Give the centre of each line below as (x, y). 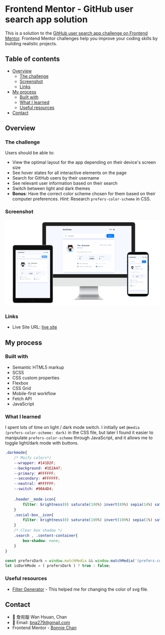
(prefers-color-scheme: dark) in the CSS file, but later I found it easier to (79, 433)
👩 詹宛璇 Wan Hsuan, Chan (40, 617)
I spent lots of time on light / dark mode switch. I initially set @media (72, 427)
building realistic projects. (31, 43)
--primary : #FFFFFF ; (35, 473)
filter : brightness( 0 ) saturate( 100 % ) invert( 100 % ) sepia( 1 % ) (88, 520)
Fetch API (22, 398)
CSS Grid (21, 388)
